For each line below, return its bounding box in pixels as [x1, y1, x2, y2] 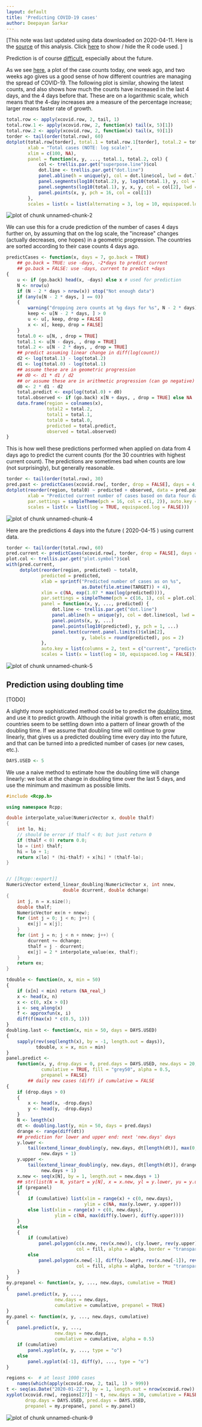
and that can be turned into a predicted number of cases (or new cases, [6, 739, 185, 746]
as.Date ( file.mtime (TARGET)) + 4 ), [81, 584, 171, 590]
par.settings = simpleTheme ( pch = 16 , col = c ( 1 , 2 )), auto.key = [28, 498, 198, 504]
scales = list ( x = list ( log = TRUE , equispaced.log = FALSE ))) [28, 504, 189, 510]
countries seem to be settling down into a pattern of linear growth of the [6, 720, 185, 728]
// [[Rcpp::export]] [6, 876, 58, 882]
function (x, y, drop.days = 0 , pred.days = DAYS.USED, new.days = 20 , [17, 1061, 198, 1067]
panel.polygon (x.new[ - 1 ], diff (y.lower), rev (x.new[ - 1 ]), [38, 1257, 187, 1263]
